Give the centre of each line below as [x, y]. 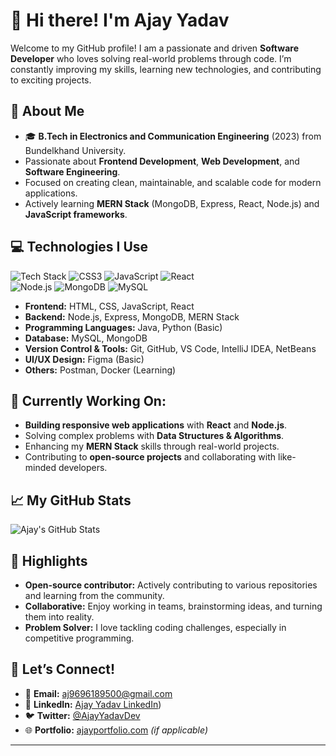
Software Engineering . [72, 171]
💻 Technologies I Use [79, 247]
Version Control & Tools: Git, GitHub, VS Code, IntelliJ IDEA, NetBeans [170, 348]
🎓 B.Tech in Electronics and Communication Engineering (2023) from [173, 136]
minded [40, 468]
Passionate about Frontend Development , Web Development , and [162, 161]
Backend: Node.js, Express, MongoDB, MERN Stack [132, 316]
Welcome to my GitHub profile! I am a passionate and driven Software [154, 48]
